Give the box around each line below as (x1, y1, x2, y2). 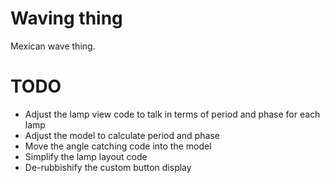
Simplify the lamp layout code (24, 150, 148, 162)
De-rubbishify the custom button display (24, 161, 192, 173)
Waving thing (10, 7, 123, 30)
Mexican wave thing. (10, 40, 96, 52)
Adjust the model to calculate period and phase (24, 129, 220, 141)
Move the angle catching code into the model (24, 140, 212, 152)
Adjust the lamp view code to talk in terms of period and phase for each (24, 108, 321, 120)
